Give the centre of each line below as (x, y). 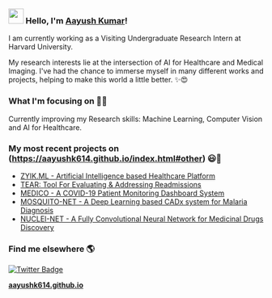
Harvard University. (40, 47)
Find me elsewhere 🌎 (52, 249)
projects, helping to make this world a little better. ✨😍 (98, 80)
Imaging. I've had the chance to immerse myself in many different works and (136, 71)
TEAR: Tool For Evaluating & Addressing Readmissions (110, 184)
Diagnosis (37, 210)
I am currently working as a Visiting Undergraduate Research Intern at (125, 38)
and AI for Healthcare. (45, 127)
